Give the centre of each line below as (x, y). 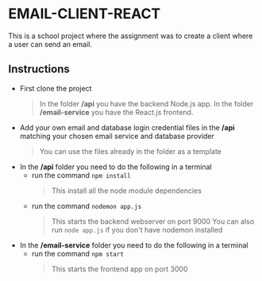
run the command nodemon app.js (87, 206)
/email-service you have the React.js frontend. (116, 112)
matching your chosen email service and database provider (117, 136)
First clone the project (56, 88)
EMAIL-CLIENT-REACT (85, 14)
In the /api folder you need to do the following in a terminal (116, 167)
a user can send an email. (50, 44)
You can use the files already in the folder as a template (131, 151)
